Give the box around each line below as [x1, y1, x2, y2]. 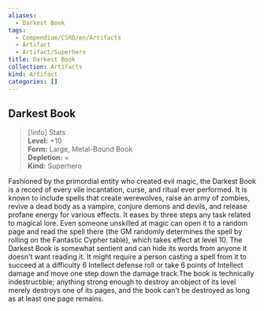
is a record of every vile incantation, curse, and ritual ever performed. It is [8, 185, 247, 194]
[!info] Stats [27, 128, 66, 137]
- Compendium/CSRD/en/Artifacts [15, 33, 122, 42]
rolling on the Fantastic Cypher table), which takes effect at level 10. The [8, 235, 243, 245]
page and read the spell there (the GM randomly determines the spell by [8, 227, 243, 237]
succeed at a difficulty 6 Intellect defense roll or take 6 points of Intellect [8, 260, 244, 270]
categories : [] [8, 77, 58, 85]
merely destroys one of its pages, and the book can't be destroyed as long [8, 286, 251, 295]
